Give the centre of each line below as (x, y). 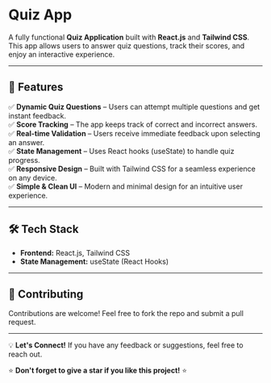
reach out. (25, 354)
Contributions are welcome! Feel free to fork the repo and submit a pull (126, 314)
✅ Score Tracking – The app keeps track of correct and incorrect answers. (133, 124)
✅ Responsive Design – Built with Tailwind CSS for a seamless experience (132, 169)
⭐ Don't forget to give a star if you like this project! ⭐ (98, 371)
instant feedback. (38, 115)
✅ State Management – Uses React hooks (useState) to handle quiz (121, 151)
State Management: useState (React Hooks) (94, 261)
